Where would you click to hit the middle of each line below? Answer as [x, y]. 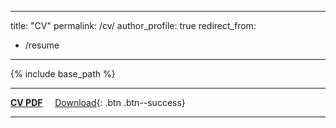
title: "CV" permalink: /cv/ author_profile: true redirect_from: [133, 25]
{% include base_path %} [63, 74]
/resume [42, 45]
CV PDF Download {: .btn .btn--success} [98, 102]
